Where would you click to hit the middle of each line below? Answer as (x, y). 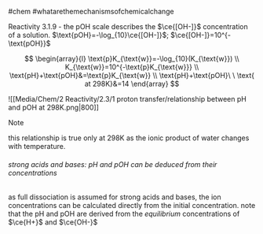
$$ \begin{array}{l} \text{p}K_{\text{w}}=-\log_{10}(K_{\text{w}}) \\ (132, 59)
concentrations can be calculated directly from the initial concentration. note (132, 206)
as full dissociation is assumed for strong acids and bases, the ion (115, 197)
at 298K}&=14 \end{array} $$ (132, 84)
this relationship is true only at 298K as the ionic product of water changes (129, 138)
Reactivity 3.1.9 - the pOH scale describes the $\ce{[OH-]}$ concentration (128, 26)
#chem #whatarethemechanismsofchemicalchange (91, 11)
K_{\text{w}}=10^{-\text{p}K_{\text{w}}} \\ (132, 67)
